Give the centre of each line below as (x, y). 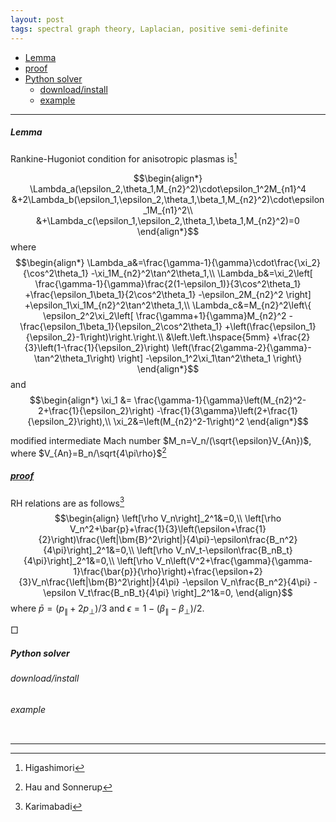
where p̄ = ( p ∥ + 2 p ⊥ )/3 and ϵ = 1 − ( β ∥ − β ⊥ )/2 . (107, 609)
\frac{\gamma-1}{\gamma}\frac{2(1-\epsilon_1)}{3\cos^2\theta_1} (168, 284)
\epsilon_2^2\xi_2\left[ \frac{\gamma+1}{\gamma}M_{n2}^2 (165, 316)
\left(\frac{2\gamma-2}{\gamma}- (241, 348)
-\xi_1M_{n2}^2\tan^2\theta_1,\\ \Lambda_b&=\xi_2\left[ (201, 273)
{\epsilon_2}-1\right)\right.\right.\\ (94, 337)
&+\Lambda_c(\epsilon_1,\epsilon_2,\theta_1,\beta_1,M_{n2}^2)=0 (168, 221)
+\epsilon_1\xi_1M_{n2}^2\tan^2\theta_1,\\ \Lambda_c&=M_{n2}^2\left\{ (168, 305)
